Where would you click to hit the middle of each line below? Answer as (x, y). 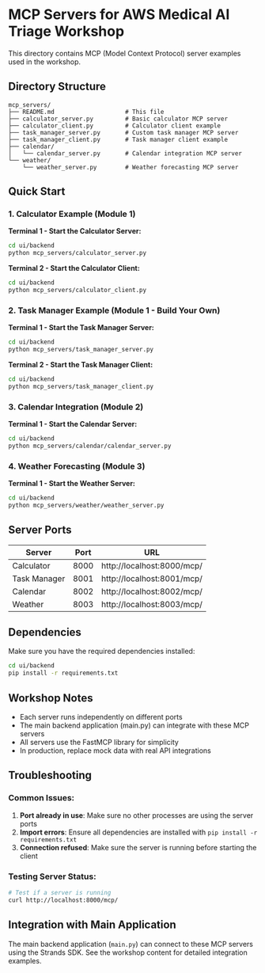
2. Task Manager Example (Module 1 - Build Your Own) (114, 310)
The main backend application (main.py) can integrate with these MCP (134, 725)
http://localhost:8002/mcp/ (152, 591)
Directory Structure (57, 87)
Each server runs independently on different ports (101, 717)
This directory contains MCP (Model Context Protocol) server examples (125, 53)
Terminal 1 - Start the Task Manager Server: (81, 328)
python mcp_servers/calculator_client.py (78, 291)
